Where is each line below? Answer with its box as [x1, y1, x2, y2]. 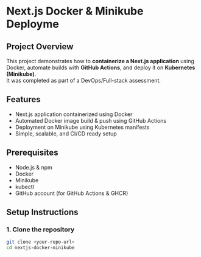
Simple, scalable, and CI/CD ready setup [15, 129, 117, 137]
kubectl [15, 183, 35, 190]
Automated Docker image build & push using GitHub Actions [15, 117, 166, 124]
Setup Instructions [6, 207, 79, 218]
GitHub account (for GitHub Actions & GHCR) [15, 190, 129, 197]
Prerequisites [6, 148, 58, 158]
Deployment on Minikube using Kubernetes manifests [15, 123, 150, 131]
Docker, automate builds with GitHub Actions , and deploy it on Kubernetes [6, 64, 196, 71]
